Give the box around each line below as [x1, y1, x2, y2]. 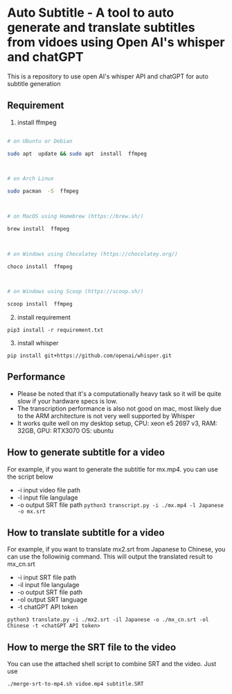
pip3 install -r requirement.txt [7, 327, 104, 333]
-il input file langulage [17, 581, 80, 589]
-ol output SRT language [17, 595, 88, 604]
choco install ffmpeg [7, 263, 73, 270]
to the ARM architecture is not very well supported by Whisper [17, 411, 195, 420]
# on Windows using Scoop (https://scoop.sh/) [7, 288, 144, 295]
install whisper [17, 339, 59, 347]
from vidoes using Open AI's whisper [7, 35, 225, 50]
